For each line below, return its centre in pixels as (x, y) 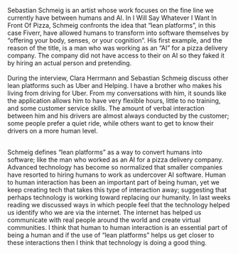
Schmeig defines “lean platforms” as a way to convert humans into (105, 152)
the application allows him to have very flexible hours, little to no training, (114, 101)
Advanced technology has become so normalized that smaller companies (115, 167)
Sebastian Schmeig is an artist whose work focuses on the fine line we (111, 10)
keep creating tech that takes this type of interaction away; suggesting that (117, 190)
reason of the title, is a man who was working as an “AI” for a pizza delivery (118, 48)
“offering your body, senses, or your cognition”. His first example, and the (115, 40)
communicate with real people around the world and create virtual (104, 220)
